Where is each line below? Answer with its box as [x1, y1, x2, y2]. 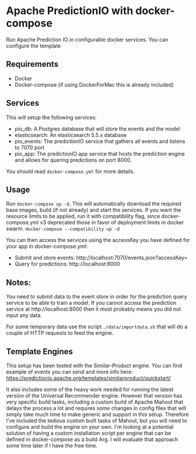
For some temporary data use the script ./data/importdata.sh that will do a [6, 323, 188, 330]
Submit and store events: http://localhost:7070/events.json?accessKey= [14, 254, 188, 261]
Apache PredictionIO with [6, 4, 133, 18]
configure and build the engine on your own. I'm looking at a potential [6, 423, 174, 430]
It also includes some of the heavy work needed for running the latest [6, 386, 174, 393]
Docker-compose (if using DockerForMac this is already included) [14, 81, 174, 88]
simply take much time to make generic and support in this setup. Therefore [6, 411, 189, 418]
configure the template [6, 42, 61, 49]
